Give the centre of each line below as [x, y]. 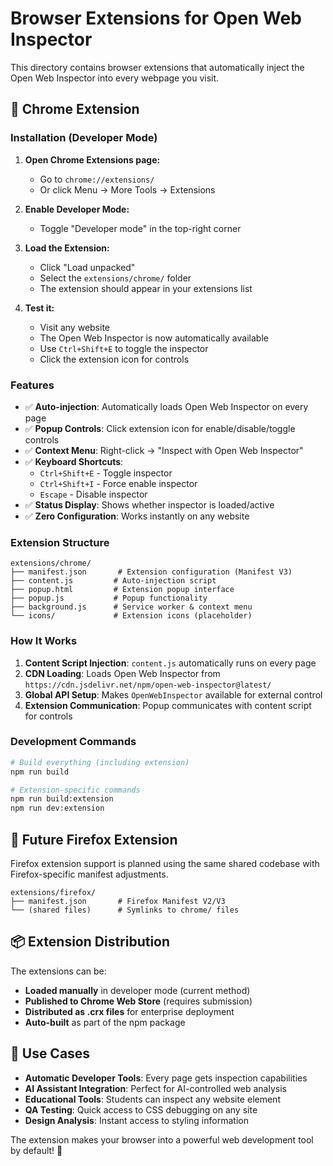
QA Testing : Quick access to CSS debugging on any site [141, 1109]
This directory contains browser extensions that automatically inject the [157, 67]
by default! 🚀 [36, 1150]
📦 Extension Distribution [90, 942]
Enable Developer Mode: [77, 209]
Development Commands [73, 742]
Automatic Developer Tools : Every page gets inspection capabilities [166, 1078]
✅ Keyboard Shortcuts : [74, 461]
